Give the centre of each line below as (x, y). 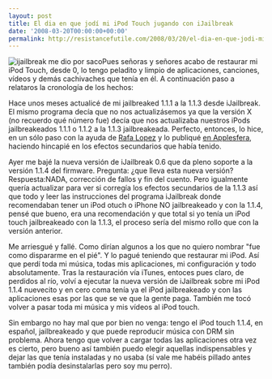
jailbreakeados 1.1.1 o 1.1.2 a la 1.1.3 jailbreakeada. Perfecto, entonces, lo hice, (136, 129)
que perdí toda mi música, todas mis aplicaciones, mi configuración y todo (132, 264)
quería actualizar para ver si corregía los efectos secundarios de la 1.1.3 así (133, 188)
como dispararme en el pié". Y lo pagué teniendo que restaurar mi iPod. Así (134, 256)
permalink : (27, 39)
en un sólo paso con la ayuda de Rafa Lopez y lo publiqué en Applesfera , (130, 138)
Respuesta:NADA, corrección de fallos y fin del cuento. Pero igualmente (128, 179)
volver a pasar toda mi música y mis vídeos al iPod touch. (104, 307)
